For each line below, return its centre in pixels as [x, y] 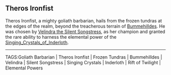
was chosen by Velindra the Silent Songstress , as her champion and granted [85, 31]
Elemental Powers [24, 68]
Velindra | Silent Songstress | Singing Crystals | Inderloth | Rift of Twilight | [83, 62]
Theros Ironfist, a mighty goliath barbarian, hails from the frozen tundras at [84, 20]
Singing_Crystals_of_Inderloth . [37, 42]
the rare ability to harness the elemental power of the [61, 37]
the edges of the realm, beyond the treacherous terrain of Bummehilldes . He [85, 26]
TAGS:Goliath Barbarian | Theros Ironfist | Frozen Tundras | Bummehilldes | [84, 57]
